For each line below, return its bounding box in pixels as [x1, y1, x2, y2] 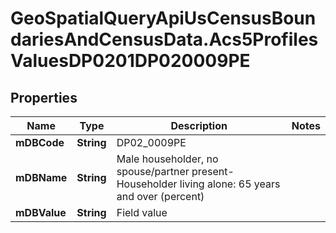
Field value [116, 206, 168, 219]
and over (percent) [116, 190, 205, 203]
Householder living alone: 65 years [116, 177, 281, 191]
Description [170, 119, 228, 132]
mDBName [15, 171, 68, 184]
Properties [10, 89, 78, 106]
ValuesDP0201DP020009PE [10, 50, 251, 72]
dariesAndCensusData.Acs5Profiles [10, 28, 319, 51]
